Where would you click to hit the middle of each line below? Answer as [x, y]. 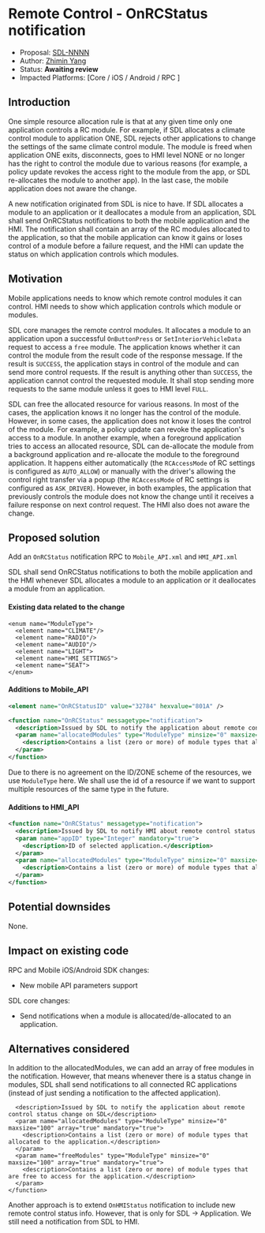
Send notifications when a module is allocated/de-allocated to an [125, 1016]
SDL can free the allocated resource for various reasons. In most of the [123, 404]
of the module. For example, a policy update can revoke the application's [126, 429]
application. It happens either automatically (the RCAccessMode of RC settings [132, 463]
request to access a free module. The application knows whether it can [124, 347]
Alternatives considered [69, 1049]
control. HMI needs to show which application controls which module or [125, 306]
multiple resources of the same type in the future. [89, 789]
